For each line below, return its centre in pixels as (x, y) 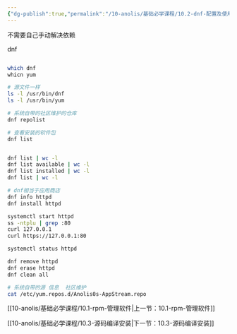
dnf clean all (28, 275)
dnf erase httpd (31, 268)
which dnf (22, 68)
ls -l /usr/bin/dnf (36, 94)
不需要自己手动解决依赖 (41, 35)
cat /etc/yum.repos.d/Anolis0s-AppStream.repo (77, 294)
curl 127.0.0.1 (30, 229)
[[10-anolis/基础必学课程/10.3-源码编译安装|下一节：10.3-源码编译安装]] (111, 323)
